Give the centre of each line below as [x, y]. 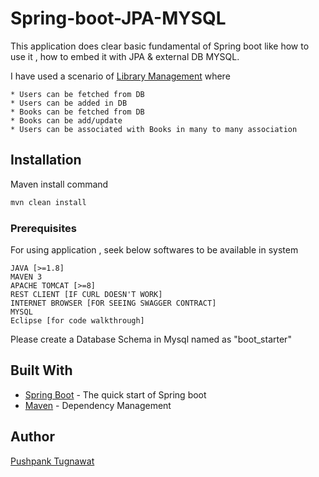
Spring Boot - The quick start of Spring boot [115, 394]
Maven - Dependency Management [98, 405]
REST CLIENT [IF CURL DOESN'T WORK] [86, 294]
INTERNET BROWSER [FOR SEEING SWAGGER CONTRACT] [113, 303]
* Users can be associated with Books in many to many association [154, 129]
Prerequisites [43, 228]
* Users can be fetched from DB [77, 94]
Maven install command [59, 184]
